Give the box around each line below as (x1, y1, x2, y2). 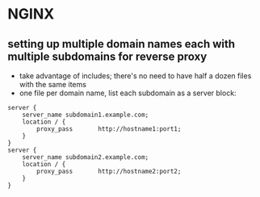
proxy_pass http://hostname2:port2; (36, 167, 182, 175)
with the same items (19, 80, 86, 89)
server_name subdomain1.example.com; (22, 111, 149, 119)
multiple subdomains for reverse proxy (7, 49, 208, 63)
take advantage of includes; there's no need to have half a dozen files (19, 71, 252, 81)
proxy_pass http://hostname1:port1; (36, 125, 182, 133)
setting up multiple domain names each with (7, 37, 236, 51)
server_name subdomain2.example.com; (22, 153, 149, 161)
